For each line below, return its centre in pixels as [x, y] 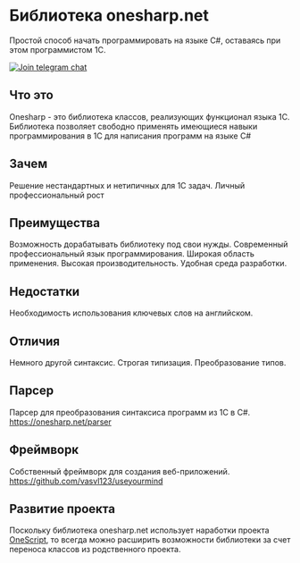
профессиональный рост [57, 195]
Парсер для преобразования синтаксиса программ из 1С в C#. [130, 412]
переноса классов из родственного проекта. [95, 550]
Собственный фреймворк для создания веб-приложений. [120, 471]
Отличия [35, 341]
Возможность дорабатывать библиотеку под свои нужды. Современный [149, 244]
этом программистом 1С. [58, 49]
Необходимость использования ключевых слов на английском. [131, 313]
